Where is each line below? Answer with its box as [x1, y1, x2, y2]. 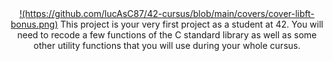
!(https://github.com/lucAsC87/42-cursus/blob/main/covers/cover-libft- [18, 8, 316, 19]
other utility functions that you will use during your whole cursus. [33, 40, 301, 51]
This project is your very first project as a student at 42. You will [60, 18, 324, 30]
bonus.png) [10, 18, 59, 30]
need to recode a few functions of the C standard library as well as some [17, 29, 317, 41]
